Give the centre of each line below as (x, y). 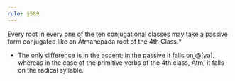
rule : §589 (23, 14)
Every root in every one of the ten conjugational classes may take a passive (118, 34)
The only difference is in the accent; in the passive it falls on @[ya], (116, 55)
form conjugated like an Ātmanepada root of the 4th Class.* (95, 41)
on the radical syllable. (50, 70)
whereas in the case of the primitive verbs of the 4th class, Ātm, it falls (121, 62)
